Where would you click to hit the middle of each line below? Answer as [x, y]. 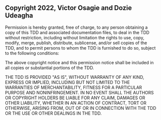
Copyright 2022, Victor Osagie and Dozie [68, 8]
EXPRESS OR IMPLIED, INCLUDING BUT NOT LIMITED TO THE [67, 82]
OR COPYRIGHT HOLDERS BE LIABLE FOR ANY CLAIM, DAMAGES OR [75, 98]
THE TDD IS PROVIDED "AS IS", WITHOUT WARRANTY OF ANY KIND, [75, 77]
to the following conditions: [32, 53]
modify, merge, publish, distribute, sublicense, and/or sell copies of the [76, 43]
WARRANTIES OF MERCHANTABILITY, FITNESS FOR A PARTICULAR [73, 87]
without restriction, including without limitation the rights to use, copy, [75, 37]
